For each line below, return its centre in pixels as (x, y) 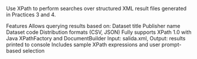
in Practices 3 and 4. (31, 15)
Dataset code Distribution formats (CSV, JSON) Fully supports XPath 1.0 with (99, 32)
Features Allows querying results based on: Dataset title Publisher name (93, 26)
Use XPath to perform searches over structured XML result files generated (96, 8)
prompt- (171, 44)
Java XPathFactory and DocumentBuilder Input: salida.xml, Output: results (96, 38)
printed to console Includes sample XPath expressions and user (83, 44)
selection (34, 51)
